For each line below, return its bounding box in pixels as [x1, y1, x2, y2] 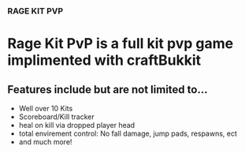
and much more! [18, 136, 72, 147]
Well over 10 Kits [18, 103, 73, 113]
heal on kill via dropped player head [18, 120, 135, 129]
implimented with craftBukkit [7, 51, 202, 69]
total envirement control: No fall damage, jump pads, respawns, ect [18, 129, 238, 138]
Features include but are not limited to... [7, 83, 208, 96]
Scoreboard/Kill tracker [18, 112, 95, 121]
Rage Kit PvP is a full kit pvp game [7, 35, 234, 53]
